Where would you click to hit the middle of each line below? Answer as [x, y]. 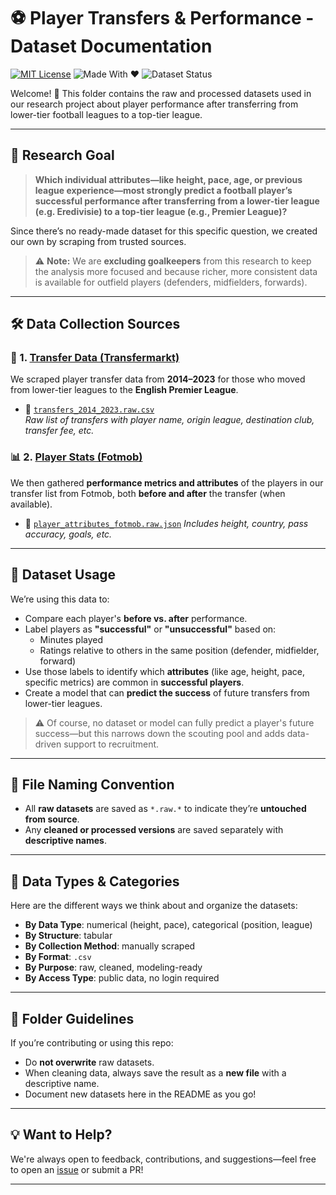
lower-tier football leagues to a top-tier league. [106, 114]
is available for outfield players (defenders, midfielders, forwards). [171, 282]
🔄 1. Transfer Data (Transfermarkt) [95, 358]
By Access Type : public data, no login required [122, 978]
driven [48, 744]
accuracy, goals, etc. [68, 534]
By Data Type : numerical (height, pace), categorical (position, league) [168, 925]
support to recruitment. [111, 744]
